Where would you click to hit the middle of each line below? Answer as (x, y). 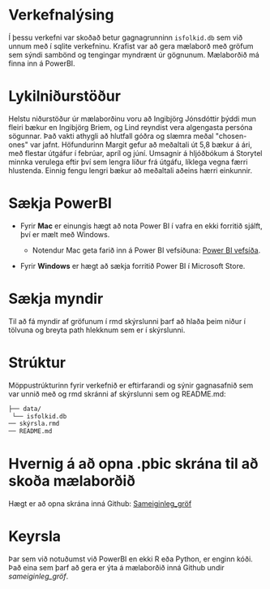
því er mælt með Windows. (65, 234)
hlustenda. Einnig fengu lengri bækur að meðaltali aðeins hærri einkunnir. (131, 170)
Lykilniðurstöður (65, 96)
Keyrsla (34, 537)
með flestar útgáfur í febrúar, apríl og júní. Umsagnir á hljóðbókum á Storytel (135, 153)
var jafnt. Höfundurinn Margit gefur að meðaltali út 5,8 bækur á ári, (141, 145)
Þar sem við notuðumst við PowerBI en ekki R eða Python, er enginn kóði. (131, 559)
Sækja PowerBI (60, 204)
